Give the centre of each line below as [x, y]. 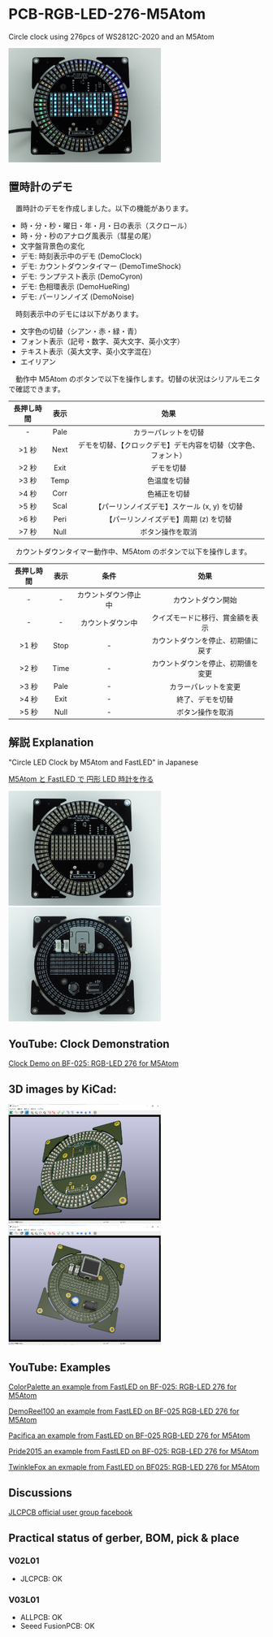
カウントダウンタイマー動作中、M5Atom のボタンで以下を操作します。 [133, 551]
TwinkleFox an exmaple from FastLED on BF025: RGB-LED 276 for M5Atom [134, 1467]
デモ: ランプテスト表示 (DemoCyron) [82, 276]
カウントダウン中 [109, 622]
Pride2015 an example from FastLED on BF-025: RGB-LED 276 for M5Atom [134, 1452]
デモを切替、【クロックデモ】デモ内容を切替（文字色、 [169, 444]
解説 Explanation [51, 742]
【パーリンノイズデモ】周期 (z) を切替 [169, 519]
